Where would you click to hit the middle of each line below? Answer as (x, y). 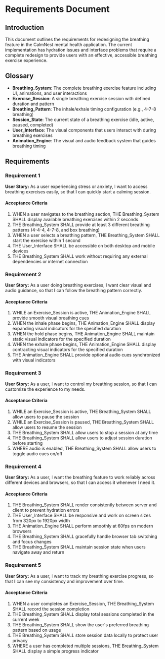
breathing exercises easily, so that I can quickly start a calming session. (78, 191)
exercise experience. (26, 60)
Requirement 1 (23, 176)
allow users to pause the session (45, 417)
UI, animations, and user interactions (50, 93)
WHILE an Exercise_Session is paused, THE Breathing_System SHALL (83, 422)
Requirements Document (58, 9)
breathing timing (29, 146)
